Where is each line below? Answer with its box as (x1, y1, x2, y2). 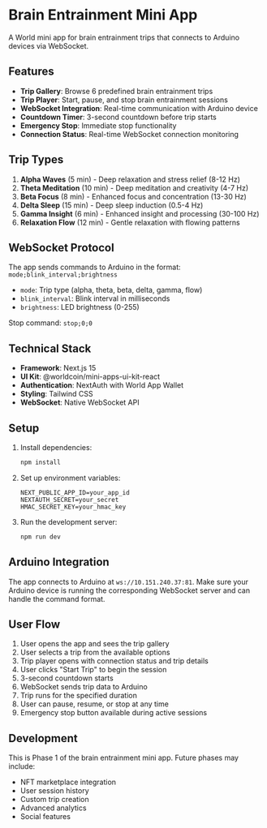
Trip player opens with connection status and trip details (19, 656, 209, 666)
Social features (19, 812, 71, 822)
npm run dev (19, 533, 61, 541)
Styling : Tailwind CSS (19, 389, 93, 399)
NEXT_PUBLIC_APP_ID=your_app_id (19, 488, 130, 496)
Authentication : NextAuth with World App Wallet (19, 380, 184, 390)
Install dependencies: (19, 443, 93, 452)
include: (8, 762, 36, 771)
